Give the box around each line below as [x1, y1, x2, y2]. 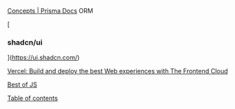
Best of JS [7, 80, 37, 89]
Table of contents [7, 94, 58, 103]
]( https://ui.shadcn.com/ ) [7, 53, 80, 62]
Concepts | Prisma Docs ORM [7, 7, 93, 15]
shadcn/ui [7, 37, 43, 47]
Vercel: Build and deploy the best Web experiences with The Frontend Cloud [7, 67, 228, 75]
